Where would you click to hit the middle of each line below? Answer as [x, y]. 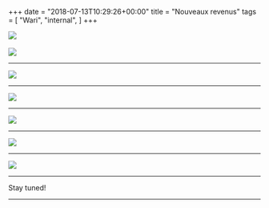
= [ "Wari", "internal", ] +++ [53, 20]
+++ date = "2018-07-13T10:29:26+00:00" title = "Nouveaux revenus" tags [132, 12]
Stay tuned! [27, 188]
